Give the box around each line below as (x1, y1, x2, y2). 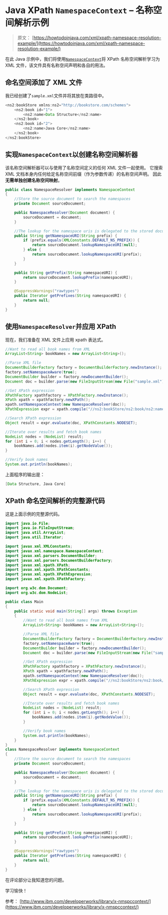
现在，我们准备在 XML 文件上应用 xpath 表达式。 (5, 336, 106, 342)
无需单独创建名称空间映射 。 (5, 177, 62, 183)
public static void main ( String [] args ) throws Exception (14, 609, 137, 614)
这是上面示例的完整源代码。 (5, 511, 62, 517)
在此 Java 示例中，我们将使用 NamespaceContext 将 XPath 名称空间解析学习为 (5, 56, 160, 62)
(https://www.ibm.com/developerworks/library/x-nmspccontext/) (5, 903, 139, 910)
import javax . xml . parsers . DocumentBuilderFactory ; (5, 558, 113, 563)
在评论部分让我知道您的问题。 (5, 877, 66, 883)
